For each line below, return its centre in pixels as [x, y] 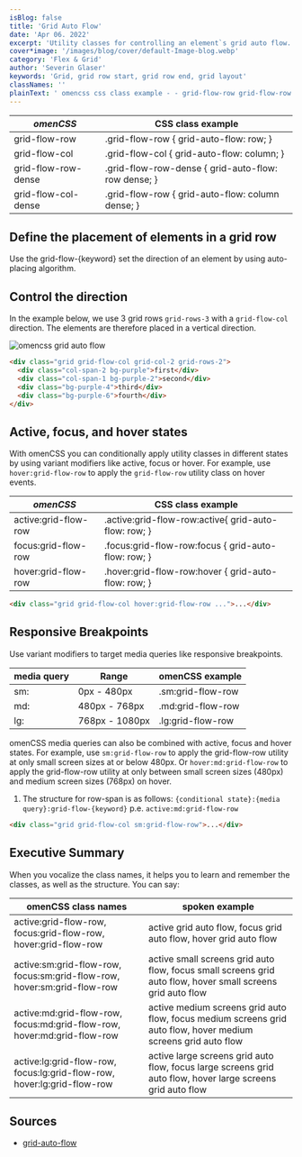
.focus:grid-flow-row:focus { [165, 546]
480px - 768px [111, 706]
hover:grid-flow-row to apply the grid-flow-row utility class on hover [137, 473]
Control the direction [69, 297]
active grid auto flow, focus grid [215, 927]
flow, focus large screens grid [211, 1067]
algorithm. [58, 269]
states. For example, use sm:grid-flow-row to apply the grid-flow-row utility [149, 752]
